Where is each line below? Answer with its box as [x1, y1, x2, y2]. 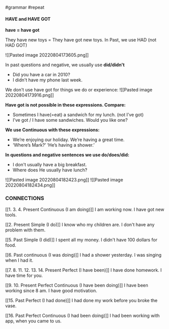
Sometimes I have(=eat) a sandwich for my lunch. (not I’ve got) [12, 112, 144, 118]
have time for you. [5, 272, 43, 278]
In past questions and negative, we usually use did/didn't [5, 62, 125, 68]
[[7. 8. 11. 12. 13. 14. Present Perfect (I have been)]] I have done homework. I [5, 267, 162, 273]
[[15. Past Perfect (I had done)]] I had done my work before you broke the [5, 297, 158, 303]
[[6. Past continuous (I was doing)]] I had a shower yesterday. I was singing [5, 252, 162, 258]
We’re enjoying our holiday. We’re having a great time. [12, 136, 125, 143]
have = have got [5, 27, 40, 33]
